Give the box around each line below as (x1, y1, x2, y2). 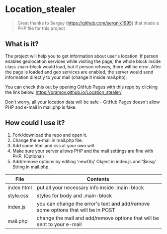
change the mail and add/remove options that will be (36, 215, 159, 222)
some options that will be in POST (36, 206, 115, 213)
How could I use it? (5, 119, 65, 127)
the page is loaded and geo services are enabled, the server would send (5, 69, 154, 75)
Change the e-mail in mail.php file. (12, 137, 83, 143)
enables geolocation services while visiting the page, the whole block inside (5, 58, 161, 64)
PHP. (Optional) (12, 153, 44, 159)
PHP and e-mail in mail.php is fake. (5, 104, 77, 110)
